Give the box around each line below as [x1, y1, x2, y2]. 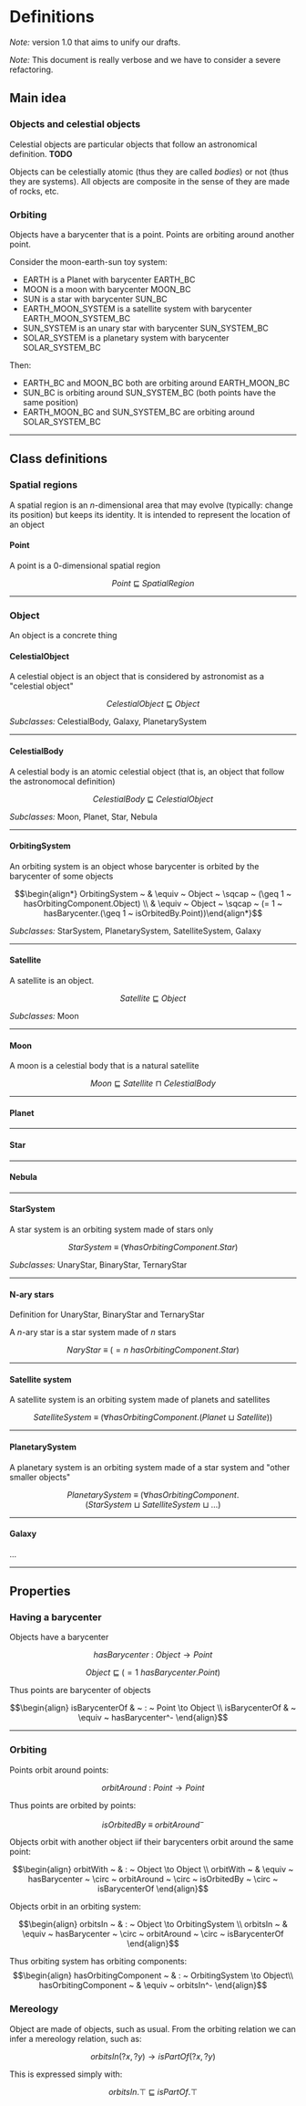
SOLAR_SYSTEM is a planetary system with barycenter [22, 332, 229, 343]
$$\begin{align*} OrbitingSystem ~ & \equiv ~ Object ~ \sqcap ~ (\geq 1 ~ [14, 888, 292, 899]
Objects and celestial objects [9, 118, 141, 131]
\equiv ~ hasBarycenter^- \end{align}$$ [77, 1712, 229, 1723]
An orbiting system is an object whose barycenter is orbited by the [9, 860, 260, 871]
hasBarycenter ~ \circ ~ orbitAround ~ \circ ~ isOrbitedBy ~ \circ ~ [27, 1874, 279, 1885]
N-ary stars [9, 1289, 55, 1300]
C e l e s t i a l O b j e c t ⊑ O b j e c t [106, 699, 200, 710]
